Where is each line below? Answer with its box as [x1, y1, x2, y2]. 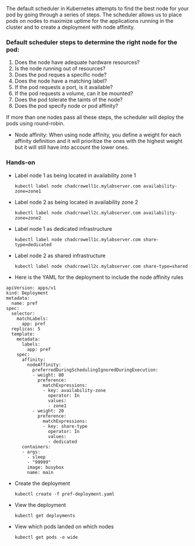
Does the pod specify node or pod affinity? [14, 103, 118, 110]
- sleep [27, 454, 46, 460]
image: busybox [27, 464, 64, 470]
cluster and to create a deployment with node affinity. [6, 23, 135, 30]
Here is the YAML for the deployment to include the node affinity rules [14, 274, 183, 281]
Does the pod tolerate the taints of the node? [14, 96, 123, 103]
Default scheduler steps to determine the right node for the [6, 38, 177, 46]
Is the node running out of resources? [14, 65, 106, 72]
